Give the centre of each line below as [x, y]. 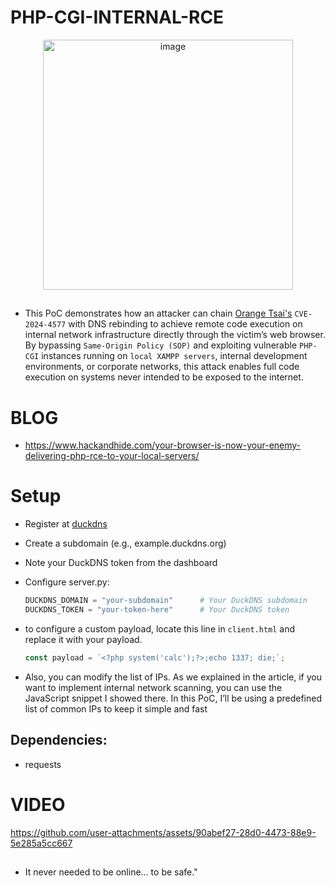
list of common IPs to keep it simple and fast [116, 708]
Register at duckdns [66, 524]
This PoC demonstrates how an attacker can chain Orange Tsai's [158, 313]
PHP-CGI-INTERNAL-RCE [117, 17]
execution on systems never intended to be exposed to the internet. [164, 377]
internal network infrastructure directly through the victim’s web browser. [175, 335]
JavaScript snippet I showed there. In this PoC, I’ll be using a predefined [173, 698]
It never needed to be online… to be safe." [111, 872]
